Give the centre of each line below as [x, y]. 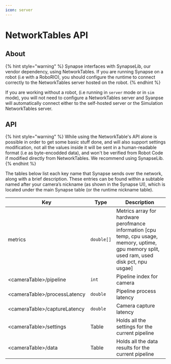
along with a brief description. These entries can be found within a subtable [84, 179]
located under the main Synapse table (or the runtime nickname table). [79, 190]
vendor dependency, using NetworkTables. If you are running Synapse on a [84, 71]
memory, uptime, [136, 243]
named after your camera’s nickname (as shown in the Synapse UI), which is [85, 184]
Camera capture [136, 306]
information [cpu [136, 230]
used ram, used [135, 256]
